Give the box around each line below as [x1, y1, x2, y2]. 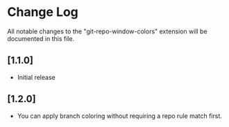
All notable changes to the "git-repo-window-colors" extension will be [7, 27, 207, 35]
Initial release [17, 73, 56, 81]
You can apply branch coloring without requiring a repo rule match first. [17, 112, 222, 120]
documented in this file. [7, 34, 75, 42]
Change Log [7, 4, 78, 20]
